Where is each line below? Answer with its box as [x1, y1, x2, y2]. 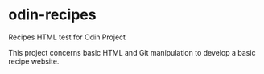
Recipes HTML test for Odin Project [8, 32, 126, 42]
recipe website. [8, 56, 60, 66]
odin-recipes [8, 6, 97, 24]
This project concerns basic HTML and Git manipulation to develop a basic [8, 47, 256, 57]
